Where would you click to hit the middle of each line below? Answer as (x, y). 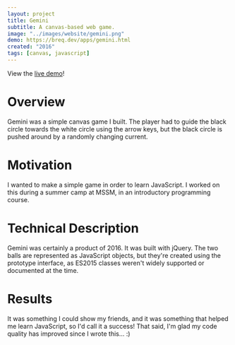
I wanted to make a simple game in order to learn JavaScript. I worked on (114, 185)
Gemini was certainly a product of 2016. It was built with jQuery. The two (113, 247)
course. (18, 199)
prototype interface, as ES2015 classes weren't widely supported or (106, 263)
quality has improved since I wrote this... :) (69, 334)
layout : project (31, 14)
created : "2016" (31, 47)
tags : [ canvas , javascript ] (49, 54)
